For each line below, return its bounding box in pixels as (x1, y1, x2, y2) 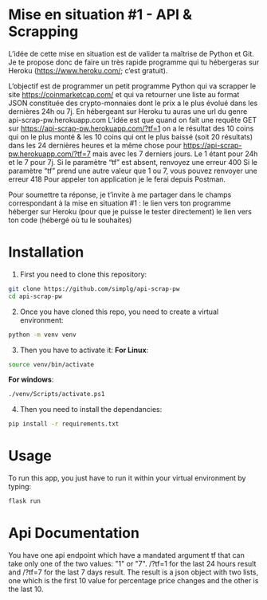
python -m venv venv (8, 331, 77, 339)
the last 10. (8, 584, 44, 594)
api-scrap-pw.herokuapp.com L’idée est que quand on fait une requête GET (8, 115, 257, 124)
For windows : (8, 375, 54, 384)
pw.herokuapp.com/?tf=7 (8, 149, 92, 159)
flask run (8, 497, 41, 505)
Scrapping (8, 22, 79, 41)
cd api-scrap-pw (8, 292, 62, 300)
